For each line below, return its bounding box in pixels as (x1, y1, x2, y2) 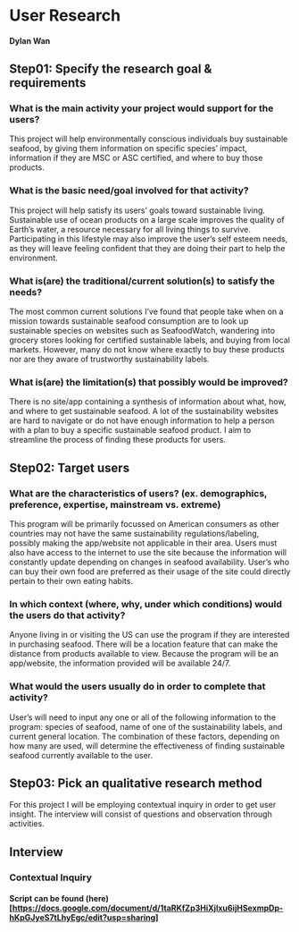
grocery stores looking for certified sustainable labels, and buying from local (9, 335, 290, 345)
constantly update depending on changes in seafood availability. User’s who (9, 556, 290, 568)
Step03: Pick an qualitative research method (9, 775, 262, 792)
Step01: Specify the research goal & (9, 62, 212, 77)
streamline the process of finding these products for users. (9, 435, 226, 445)
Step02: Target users (9, 460, 130, 475)
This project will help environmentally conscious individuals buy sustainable (9, 133, 288, 144)
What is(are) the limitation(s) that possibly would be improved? (9, 376, 288, 388)
